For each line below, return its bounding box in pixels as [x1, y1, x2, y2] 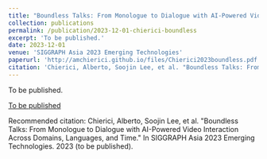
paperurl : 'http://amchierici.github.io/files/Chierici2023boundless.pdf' [8, 56, 261, 64]
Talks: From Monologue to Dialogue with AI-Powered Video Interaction [8, 124, 239, 134]
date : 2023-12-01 [8, 41, 66, 49]
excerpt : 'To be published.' [8, 33, 105, 42]
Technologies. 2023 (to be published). [8, 141, 133, 151]
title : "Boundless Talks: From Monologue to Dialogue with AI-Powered [8, 11, 247, 20]
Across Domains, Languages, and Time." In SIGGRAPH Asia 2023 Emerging [8, 133, 256, 142]
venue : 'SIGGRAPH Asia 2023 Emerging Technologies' [8, 48, 183, 56]
